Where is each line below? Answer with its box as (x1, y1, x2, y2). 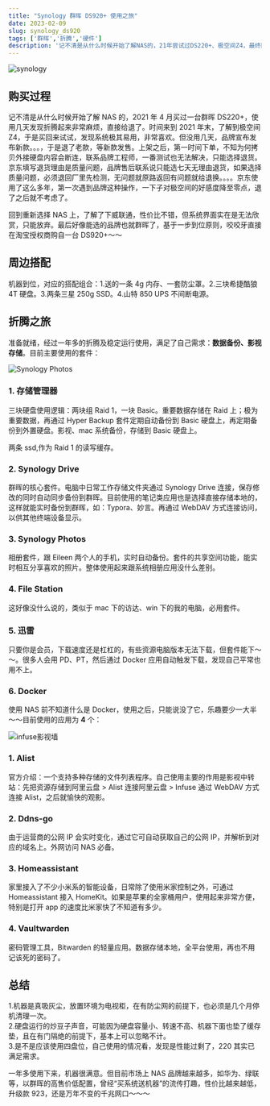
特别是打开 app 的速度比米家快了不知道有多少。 (8, 902, 166, 912)
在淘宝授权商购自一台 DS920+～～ (8, 230, 123, 239)
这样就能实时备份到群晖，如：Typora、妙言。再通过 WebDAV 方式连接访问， (8, 503, 262, 513)
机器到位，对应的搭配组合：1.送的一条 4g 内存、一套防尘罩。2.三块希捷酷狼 (8, 279, 258, 289)
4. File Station (8, 584, 63, 595)
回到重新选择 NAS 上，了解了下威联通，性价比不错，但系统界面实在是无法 (8, 210, 253, 219)
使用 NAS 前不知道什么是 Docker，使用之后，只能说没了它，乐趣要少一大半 (8, 705, 257, 714)
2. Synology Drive (8, 463, 80, 474)
